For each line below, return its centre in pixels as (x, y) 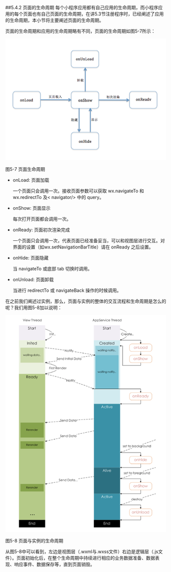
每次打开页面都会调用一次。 (42, 219)
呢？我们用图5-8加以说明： (34, 307)
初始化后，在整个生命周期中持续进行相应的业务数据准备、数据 (90, 558)
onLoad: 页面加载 (31, 180)
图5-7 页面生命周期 (25, 169)
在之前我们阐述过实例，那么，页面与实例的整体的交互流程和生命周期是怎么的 (86, 301)
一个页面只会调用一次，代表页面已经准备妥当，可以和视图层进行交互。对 (89, 240)
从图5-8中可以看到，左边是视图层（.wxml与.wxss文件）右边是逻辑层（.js (82, 551)
